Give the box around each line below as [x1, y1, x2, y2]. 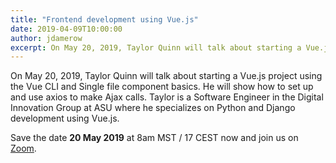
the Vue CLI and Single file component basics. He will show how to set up [10, 81, 314, 93]
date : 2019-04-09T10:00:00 [10, 24, 123, 34]
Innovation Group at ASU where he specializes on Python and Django [10, 102, 296, 114]
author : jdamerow [10, 33, 83, 43]
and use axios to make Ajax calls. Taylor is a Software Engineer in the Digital [10, 91, 324, 103]
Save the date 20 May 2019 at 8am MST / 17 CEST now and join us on [10, 132, 299, 144]
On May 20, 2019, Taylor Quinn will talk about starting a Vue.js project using [10, 70, 323, 82]
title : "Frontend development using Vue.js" [10, 14, 199, 25]
